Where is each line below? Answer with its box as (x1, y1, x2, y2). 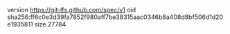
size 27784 (34, 20, 67, 28)
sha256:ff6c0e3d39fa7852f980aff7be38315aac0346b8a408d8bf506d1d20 (7, 13, 224, 21)
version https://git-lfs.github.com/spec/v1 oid (7, 6, 136, 14)
